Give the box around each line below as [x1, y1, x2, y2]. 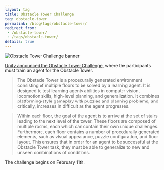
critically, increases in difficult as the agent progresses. [17, 103, 130, 109]
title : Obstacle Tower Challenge [5, 12, 74, 17]
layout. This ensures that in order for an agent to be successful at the [17, 139, 158, 145]
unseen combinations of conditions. [17, 149, 90, 155]
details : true [5, 39, 35, 44]
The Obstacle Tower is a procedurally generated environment [17, 77, 142, 83]
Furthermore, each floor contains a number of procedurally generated [17, 129, 160, 135]
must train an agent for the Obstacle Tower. [5, 68, 94, 73]
